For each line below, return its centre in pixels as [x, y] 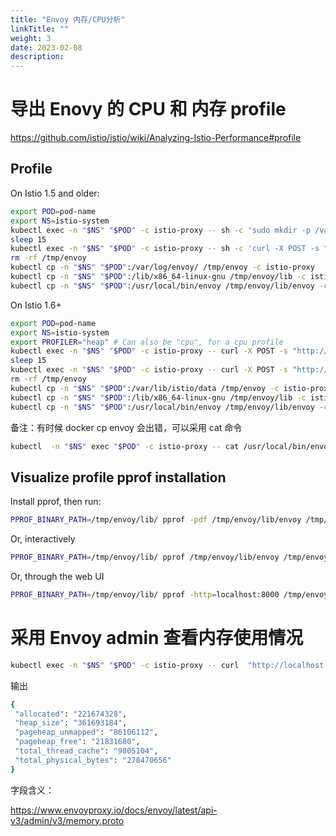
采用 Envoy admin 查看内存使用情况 [157, 638]
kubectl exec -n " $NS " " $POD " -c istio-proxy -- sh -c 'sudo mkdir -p [160, 230]
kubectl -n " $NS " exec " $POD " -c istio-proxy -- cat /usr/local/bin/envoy [171, 446]
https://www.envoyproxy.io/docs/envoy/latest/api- [114, 810]
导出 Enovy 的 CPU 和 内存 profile [148, 109]
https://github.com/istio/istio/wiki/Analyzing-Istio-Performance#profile [156, 138]
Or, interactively [43, 539]
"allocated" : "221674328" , [71, 714]
